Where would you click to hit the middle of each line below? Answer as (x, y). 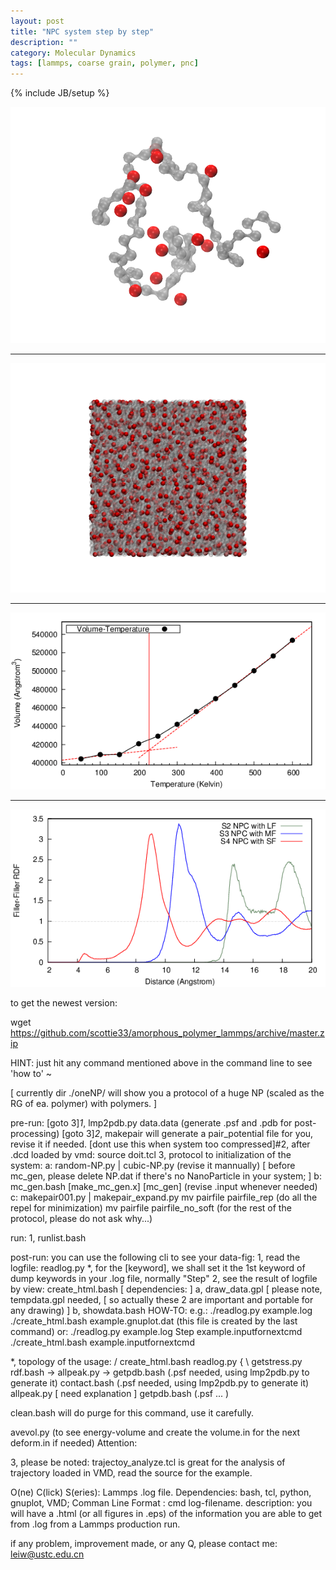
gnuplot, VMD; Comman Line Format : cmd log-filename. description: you (161, 1502)
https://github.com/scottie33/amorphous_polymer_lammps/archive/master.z (167, 1032)
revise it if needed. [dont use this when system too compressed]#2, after (160, 1144)
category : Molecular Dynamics (73, 53)
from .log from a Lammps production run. (95, 1524)
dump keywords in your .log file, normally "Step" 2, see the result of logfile (164, 1278)
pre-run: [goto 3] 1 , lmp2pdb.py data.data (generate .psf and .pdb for (151, 1122)
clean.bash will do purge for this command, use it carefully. (132, 1412)
